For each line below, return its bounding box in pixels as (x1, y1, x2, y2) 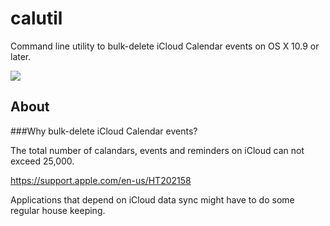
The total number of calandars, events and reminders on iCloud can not (10, 144, 305, 156)
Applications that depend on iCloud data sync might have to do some (10, 193, 295, 206)
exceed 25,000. (10, 155, 75, 167)
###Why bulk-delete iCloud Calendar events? (10, 125, 198, 137)
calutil (10, 7, 63, 30)
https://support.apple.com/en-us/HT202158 (10, 174, 192, 186)
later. (10, 50, 32, 62)
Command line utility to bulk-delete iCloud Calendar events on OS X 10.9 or (10, 40, 320, 52)
